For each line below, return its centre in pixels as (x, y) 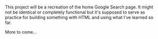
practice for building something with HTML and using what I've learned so (79, 17)
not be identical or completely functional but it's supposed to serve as (75, 12)
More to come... (21, 32)
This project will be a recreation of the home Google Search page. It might (79, 7)
